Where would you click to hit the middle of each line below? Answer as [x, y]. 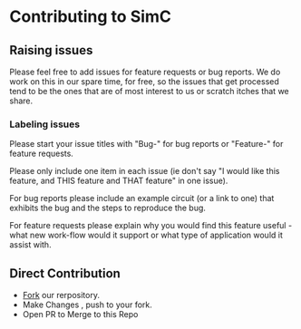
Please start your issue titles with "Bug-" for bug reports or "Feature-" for [146, 144]
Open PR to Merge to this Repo [80, 314]
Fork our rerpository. [61, 295]
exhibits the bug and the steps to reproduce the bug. [108, 208]
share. [21, 101]
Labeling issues [44, 124]
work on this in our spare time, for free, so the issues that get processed [144, 82]
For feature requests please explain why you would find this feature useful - [151, 226]
